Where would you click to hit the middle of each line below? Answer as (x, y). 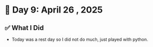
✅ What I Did (24, 28)
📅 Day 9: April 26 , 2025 (54, 10)
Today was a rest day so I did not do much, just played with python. (80, 39)
